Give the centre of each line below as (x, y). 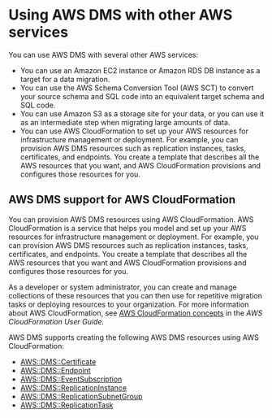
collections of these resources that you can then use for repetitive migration (135, 295)
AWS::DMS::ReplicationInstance (73, 387)
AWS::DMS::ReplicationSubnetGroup (81, 396)
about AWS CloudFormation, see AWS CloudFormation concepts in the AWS (136, 313)
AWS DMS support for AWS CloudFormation (122, 200)
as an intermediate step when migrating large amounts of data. (125, 122)
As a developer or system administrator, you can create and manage (123, 287)
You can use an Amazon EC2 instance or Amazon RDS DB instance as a (140, 70)
